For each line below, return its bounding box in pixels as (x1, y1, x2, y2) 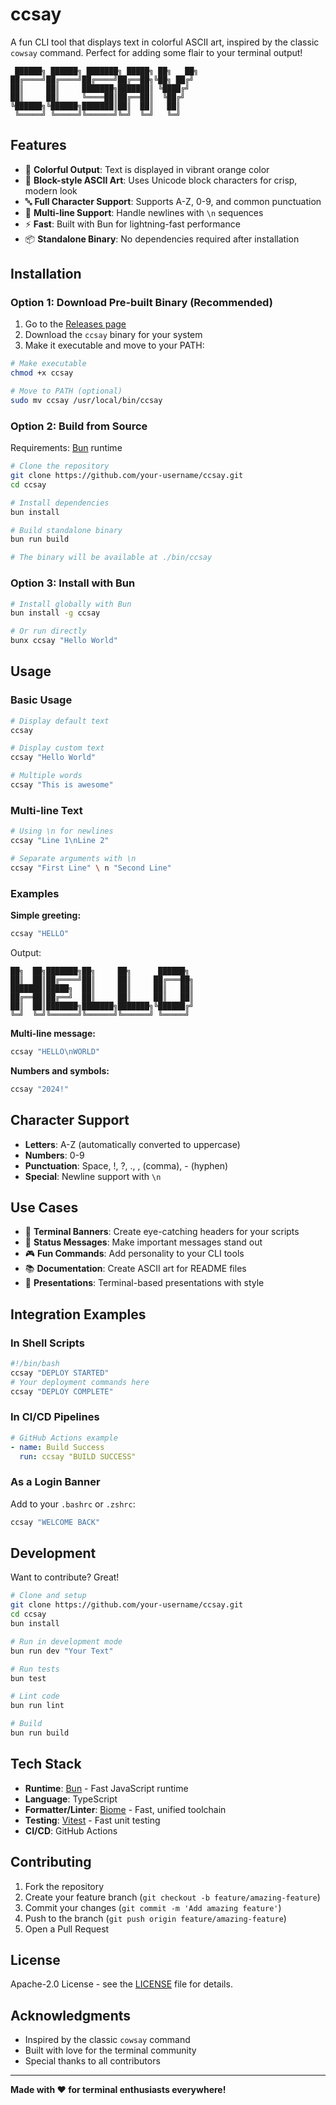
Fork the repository (24, 1880, 105, 1892)
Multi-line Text (10, 803, 83, 817)
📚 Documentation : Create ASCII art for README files (24, 1263, 247, 1275)
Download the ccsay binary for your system (24, 329, 203, 341)
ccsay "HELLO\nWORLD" (10, 1046, 101, 1057)
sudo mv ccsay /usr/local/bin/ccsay (10, 396, 163, 406)
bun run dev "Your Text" (10, 1646, 114, 1656)
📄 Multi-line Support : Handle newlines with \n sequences (24, 206, 264, 218)
